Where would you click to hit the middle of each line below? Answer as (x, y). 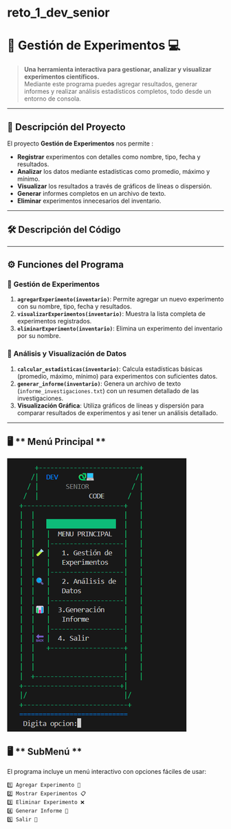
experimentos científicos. (62, 77)
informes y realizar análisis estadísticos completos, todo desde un (118, 92)
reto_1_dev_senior (58, 13)
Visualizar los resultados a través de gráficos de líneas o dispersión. (114, 186)
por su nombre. (39, 336)
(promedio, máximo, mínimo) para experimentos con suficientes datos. (117, 376)
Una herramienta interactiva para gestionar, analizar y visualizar (118, 70)
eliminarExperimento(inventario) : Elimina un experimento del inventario (120, 328)
